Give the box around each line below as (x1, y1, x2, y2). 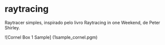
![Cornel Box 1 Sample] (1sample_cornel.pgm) (4, 34, 98, 40)
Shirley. (4, 24, 20, 30)
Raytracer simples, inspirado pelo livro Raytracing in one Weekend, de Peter (4, 20, 161, 25)
